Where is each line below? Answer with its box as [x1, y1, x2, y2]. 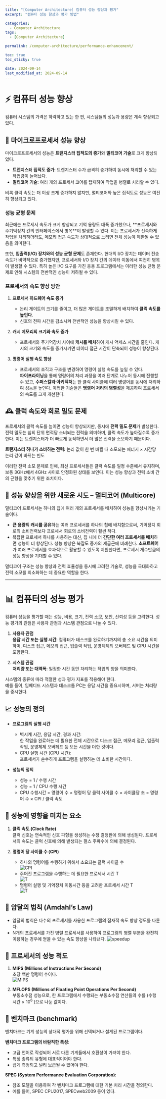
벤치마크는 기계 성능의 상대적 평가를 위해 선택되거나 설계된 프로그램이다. [5, 1029, 144, 1034]
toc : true [5, 52, 26, 57]
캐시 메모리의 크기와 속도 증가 [12, 328, 69, 334]
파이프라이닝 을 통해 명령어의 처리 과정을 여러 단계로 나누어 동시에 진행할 [19, 372, 159, 378]
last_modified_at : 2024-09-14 [5, 70, 68, 76]
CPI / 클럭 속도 [34, 796, 63, 802]
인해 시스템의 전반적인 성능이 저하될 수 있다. [14, 269, 99, 275]
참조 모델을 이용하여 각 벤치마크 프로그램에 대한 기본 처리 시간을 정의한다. [12, 1082, 154, 1088]
